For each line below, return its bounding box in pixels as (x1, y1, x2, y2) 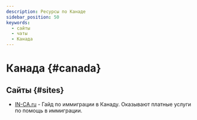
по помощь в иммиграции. (14, 107, 83, 114)
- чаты (11, 31, 28, 37)
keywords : (6, 20, 31, 25)
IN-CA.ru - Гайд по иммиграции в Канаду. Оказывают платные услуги (14, 101, 191, 108)
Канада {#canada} (6, 61, 102, 75)
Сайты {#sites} (6, 85, 64, 95)
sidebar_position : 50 (6, 14, 60, 20)
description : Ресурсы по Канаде (6, 8, 86, 15)
